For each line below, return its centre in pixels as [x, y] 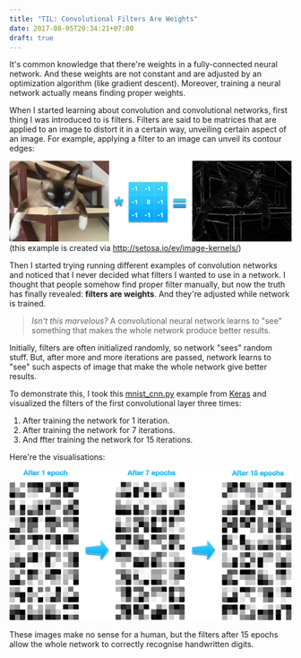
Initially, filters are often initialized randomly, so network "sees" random [141, 347]
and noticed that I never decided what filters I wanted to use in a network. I [147, 274]
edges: [22, 149]
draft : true [31, 38]
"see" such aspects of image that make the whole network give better [138, 367]
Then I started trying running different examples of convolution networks [143, 265]
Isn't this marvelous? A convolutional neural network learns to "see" [156, 320]
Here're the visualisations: [57, 456]
